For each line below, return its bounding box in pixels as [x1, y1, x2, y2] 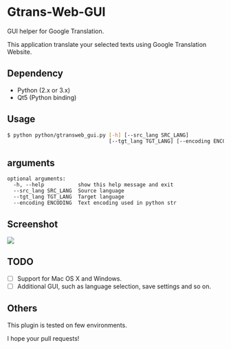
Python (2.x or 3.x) [16, 86, 71, 94]
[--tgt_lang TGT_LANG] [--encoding [109, 138, 211, 145]
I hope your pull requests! [7, 334, 80, 342]
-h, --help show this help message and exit [13, 181, 174, 188]
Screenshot [7, 218, 58, 230]
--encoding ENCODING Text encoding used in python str [13, 199, 177, 207]
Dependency [7, 68, 63, 79]
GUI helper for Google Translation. [7, 27, 104, 35]
